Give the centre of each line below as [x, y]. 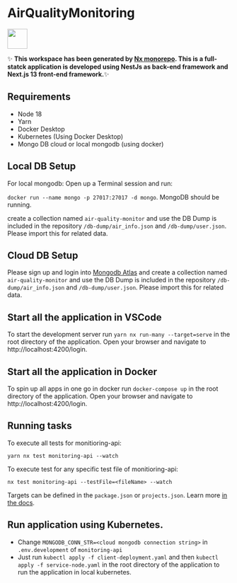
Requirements [39, 97]
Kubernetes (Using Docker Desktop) [70, 137]
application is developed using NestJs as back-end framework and [128, 67]
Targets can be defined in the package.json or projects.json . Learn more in [117, 495]
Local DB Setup [42, 167]
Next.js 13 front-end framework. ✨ [58, 74]
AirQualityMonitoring [71, 13]
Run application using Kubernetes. [86, 525]
